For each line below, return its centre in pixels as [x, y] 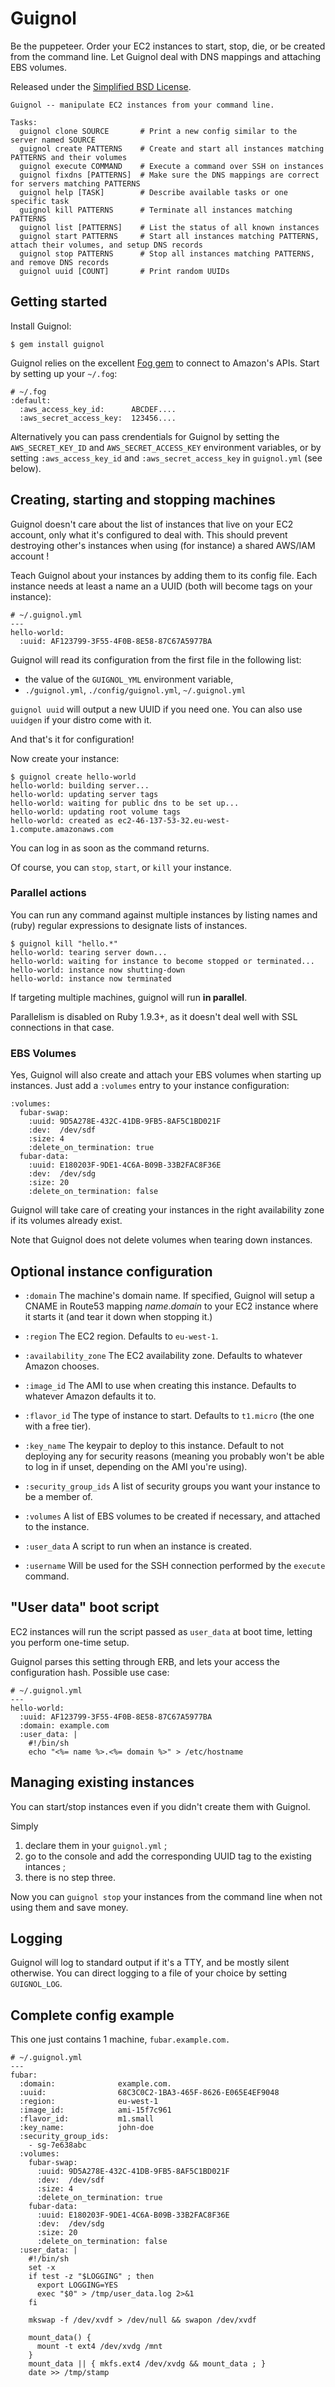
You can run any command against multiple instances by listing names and [164, 914]
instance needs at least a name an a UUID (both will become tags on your [161, 586]
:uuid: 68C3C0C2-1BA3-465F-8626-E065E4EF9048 [149, 2093]
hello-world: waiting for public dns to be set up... [125, 803]
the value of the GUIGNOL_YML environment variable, [129, 679]
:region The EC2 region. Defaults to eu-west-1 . [121, 1336]
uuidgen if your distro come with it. [81, 719]
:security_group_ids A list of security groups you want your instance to [172, 1486]
